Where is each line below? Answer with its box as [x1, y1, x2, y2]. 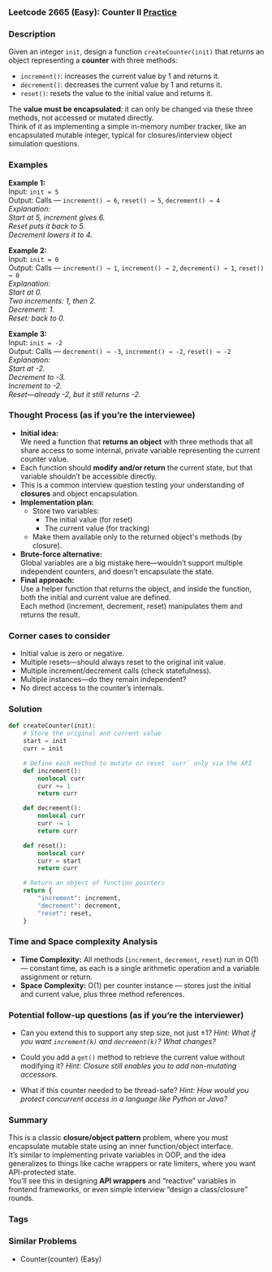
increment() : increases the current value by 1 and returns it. [19, 72, 220, 81]
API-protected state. [8, 1167, 77, 1178]
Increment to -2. [8, 381, 63, 391]
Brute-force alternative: [19, 549, 103, 559]
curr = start [37, 857, 82, 865]
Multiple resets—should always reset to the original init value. [19, 658, 226, 667]
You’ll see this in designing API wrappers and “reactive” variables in [8, 1176, 236, 1186]
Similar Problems [8, 1235, 77, 1247]
